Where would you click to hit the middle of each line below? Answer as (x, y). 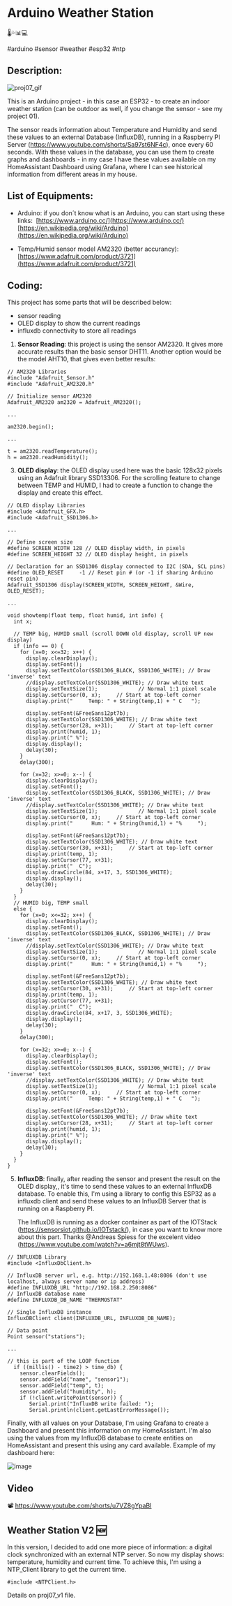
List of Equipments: (51, 196)
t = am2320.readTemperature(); (53, 451)
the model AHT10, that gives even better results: (86, 359)
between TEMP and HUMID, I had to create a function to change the (115, 485)
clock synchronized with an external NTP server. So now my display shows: (116, 1554)
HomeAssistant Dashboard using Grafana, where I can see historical (105, 166)
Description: (35, 71)
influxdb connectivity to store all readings (77, 331)
